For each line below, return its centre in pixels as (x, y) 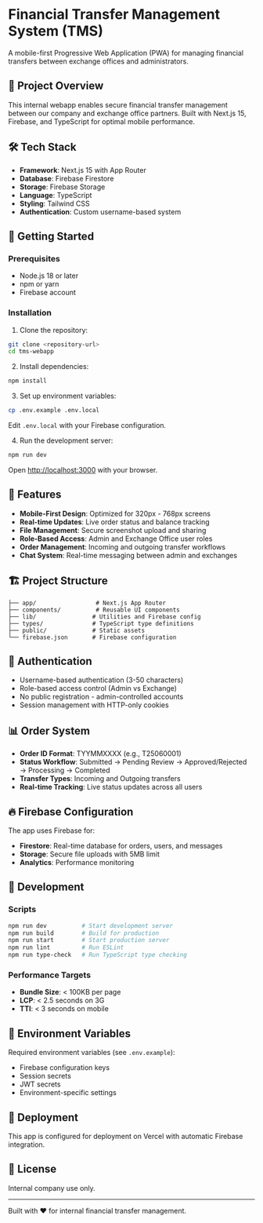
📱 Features (35, 495)
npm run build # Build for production (83, 933)
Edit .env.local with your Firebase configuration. (87, 425)
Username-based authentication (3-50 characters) (101, 680)
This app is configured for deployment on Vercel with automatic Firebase (126, 1136)
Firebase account (48, 293)
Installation (30, 313)
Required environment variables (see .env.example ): (92, 1053)
